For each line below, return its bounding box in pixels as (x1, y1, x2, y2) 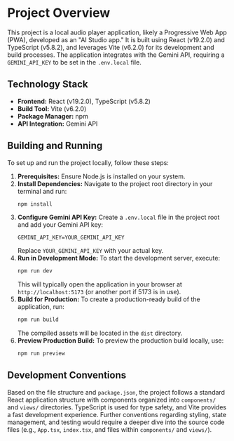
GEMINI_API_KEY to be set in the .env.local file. (7, 58, 142, 66)
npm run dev (17, 268, 53, 275)
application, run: (17, 303, 65, 311)
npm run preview (17, 350, 65, 357)
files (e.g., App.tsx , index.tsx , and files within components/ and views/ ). (7, 425, 212, 433)
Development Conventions (7, 369, 127, 381)
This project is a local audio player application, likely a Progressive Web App (7, 28, 228, 37)
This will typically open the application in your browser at (17, 280, 182, 289)
